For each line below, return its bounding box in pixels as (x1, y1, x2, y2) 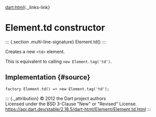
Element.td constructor (5, 22, 105, 33)
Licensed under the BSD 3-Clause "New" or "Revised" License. (5, 101, 137, 107)
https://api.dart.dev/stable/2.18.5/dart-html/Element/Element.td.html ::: (5, 106, 151, 112)
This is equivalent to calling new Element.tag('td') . (5, 58, 112, 64)
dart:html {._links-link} (5, 5, 50, 10)
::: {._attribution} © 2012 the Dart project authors (5, 95, 106, 101)
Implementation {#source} (5, 73, 91, 82)
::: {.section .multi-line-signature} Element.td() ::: (5, 38, 106, 45)
